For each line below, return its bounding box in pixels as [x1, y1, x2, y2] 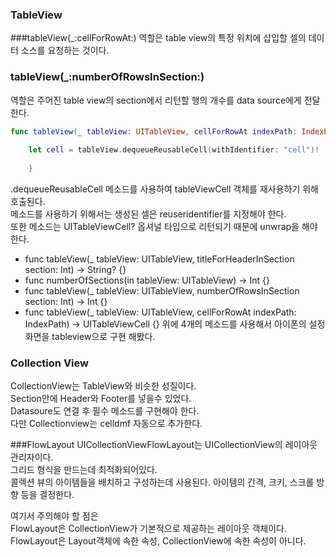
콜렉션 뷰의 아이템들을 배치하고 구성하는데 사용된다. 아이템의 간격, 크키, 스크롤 [10, 476, 315, 488]
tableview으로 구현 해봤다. [51, 330, 156, 342]
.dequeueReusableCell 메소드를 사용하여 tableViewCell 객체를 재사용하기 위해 [10, 183, 319, 195]
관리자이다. [10, 451, 54, 463]
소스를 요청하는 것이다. [20, 44, 110, 57]
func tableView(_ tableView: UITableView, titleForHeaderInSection [24, 253, 295, 265]
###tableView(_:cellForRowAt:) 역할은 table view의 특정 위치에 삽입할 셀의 [10, 32, 307, 44]
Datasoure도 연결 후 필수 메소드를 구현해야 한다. [10, 405, 200, 417]
